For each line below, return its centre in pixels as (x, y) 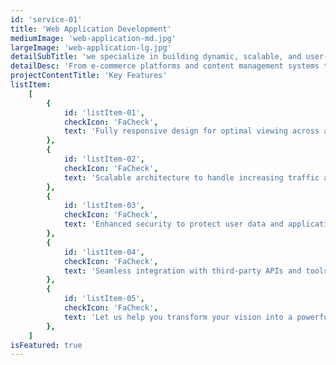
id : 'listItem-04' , (104, 252)
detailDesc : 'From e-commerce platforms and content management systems (165, 66)
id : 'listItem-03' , (104, 206)
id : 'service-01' (46, 19)
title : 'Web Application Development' (91, 29)
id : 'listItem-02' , (104, 159)
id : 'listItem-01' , (104, 112)
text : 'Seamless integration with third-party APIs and (182, 271)
